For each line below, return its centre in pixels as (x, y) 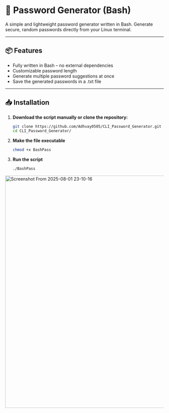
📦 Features (24, 51)
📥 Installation (27, 103)
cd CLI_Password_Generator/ (42, 131)
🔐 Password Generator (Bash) (68, 10)
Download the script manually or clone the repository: (70, 117)
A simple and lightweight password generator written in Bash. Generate (79, 24)
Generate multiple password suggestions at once (63, 76)
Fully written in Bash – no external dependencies (63, 65)
